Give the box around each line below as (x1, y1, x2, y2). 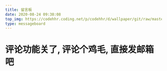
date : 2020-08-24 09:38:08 (5, 12, 61, 17)
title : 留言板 (5, 7, 32, 12)
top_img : (5, 16, 23, 21)
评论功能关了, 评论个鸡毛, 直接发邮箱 (5, 44, 154, 55)
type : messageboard (5, 21, 46, 26)
